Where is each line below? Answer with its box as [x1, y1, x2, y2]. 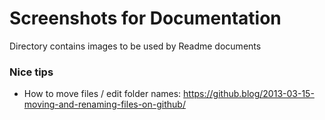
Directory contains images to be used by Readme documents [9, 40, 262, 52]
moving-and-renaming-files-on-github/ [23, 98, 186, 111]
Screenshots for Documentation [9, 7, 282, 30]
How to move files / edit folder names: [23, 88, 182, 100]
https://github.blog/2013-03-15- [183, 88, 315, 100]
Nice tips [9, 65, 54, 79]
